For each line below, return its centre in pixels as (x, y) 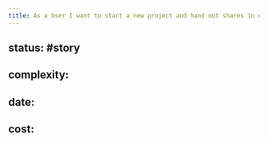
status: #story (44, 48)
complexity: (39, 75)
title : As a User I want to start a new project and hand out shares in (132, 16)
